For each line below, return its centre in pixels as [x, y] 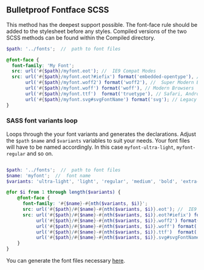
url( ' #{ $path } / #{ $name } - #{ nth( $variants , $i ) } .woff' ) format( [117, 226]
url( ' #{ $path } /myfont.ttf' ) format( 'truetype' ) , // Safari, [104, 94]
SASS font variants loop [42, 121]
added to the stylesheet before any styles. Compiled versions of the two [97, 31]
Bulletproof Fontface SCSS [58, 10]
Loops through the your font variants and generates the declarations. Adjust [101, 134]
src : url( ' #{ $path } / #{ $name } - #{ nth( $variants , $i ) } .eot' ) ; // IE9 [110, 210]
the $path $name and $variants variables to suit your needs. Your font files [98, 140]
